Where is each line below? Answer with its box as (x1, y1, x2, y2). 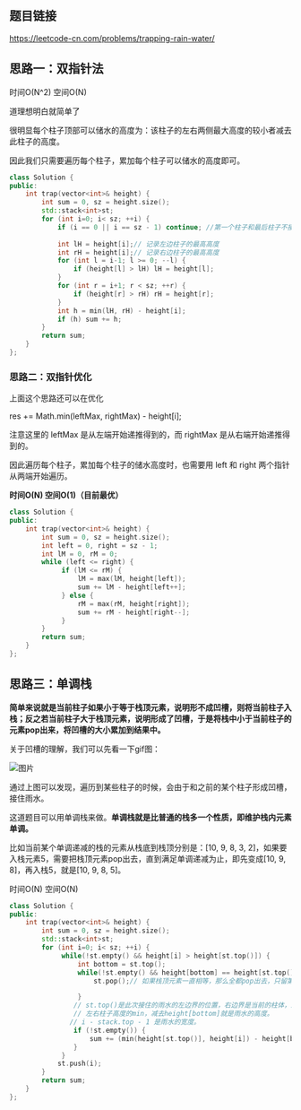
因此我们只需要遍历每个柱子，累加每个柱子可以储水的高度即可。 (9, 155, 245, 166)
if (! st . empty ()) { (73, 1026, 146, 1035)
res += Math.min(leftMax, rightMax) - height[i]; (9, 411, 182, 421)
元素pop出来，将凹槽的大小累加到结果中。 (9, 724, 166, 735)
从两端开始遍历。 (9, 471, 73, 481)
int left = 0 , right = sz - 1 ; (41, 541, 159, 550)
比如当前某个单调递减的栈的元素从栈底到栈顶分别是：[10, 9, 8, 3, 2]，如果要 (9, 842, 288, 853)
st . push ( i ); (56, 1059, 102, 1069)
